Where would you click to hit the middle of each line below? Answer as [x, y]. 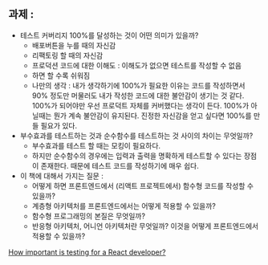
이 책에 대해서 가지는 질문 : [62, 176]
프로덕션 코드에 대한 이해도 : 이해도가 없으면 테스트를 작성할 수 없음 [137, 65]
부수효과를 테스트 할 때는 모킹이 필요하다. [96, 145]
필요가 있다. [59, 125]
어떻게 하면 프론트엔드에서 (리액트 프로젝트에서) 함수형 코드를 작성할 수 [143, 185]
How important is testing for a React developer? [87, 252]
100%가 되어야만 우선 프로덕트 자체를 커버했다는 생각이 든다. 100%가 [140, 105]
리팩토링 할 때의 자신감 [67, 55]
